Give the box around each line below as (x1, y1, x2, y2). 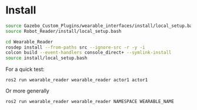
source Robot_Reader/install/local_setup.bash (5, 28, 122, 34)
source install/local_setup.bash (5, 55, 88, 61)
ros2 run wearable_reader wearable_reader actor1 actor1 (5, 77, 148, 83)
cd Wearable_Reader (5, 39, 54, 44)
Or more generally (5, 87, 49, 94)
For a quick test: (5, 66, 45, 73)
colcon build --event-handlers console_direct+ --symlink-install (5, 50, 172, 56)
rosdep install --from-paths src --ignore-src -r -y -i (5, 44, 145, 50)
